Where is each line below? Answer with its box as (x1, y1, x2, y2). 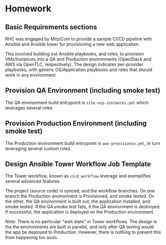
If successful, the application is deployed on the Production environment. (5, 209, 155, 215)
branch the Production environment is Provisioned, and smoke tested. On (5, 193, 155, 199)
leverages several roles (5, 105, 53, 111)
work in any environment (5, 72, 56, 78)
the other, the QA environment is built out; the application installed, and (5, 198, 150, 204)
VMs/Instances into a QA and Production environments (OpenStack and (5, 56, 152, 62)
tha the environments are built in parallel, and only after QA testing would (5, 224, 154, 230)
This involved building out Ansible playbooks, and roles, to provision (5, 51, 144, 57)
